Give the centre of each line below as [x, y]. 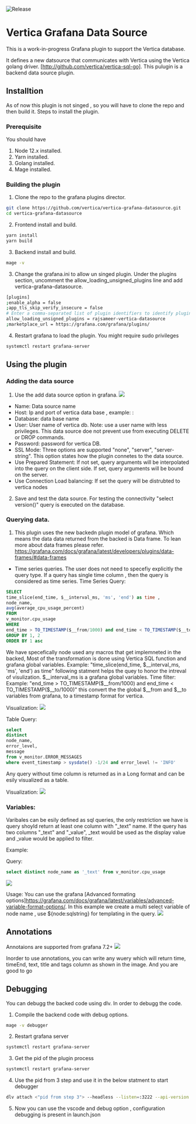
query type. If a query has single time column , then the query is [92, 575]
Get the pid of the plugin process [54, 1058]
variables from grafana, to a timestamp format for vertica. [75, 696]
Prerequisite [24, 127]
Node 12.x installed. [38, 151]
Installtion [25, 91]
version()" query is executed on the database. [70, 504]
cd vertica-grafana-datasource [44, 214]
